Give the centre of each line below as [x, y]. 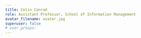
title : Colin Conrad [26, 10]
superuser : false [23, 23]
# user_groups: [21, 28]
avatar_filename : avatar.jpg [35, 19]
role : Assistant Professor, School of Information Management [70, 14]
